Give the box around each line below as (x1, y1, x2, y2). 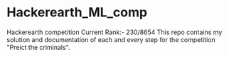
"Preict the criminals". (6, 43, 70, 51)
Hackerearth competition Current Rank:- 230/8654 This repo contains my (6, 28, 223, 36)
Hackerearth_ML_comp (6, 4, 147, 21)
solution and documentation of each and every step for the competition (6, 35, 215, 43)
